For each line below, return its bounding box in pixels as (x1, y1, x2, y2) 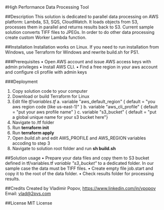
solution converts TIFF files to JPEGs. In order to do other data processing (5, 29, 155, 35)
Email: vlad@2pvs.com (5, 191, 51, 196)
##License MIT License (5, 200, 52, 206)
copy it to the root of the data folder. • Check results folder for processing (5, 171, 154, 176)
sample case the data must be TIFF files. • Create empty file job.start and (5, 165, 153, 171)
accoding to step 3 (12, 140, 50, 146)
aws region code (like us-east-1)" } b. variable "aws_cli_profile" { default (12, 104, 158, 109)
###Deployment (5, 79, 38, 84)
